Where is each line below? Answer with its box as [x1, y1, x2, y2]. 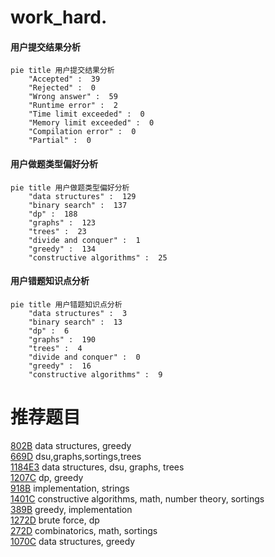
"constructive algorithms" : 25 [28, 252, 168, 263]
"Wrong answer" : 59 [28, 92, 118, 102]
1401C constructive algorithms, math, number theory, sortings [10, 492, 265, 505]
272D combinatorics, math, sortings [10, 524, 158, 536]
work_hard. [10, 6, 108, 29]
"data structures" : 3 [28, 308, 128, 318]
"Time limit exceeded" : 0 [28, 109, 145, 120]
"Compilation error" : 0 [28, 127, 137, 137]
